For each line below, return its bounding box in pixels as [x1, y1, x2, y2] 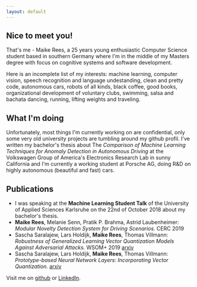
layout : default [6, 8, 46, 15]
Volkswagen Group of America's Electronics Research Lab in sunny [6, 154, 171, 161]
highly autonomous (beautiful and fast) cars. [6, 167, 115, 174]
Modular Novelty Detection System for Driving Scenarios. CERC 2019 [14, 225, 185, 232]
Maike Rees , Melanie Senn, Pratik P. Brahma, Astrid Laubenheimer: [14, 219, 179, 226]
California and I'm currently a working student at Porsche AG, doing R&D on [6, 160, 191, 168]
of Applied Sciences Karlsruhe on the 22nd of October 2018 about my [14, 206, 186, 213]
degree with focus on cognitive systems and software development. [6, 59, 173, 66]
